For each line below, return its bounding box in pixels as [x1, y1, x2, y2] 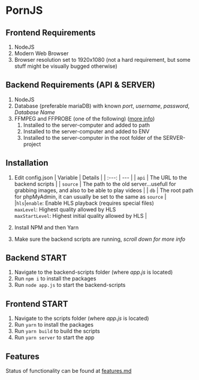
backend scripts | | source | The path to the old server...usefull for [14, 180, 176, 187]
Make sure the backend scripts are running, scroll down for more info [14, 235, 186, 243]
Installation [5, 158, 49, 168]
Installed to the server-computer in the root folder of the [23, 134, 162, 141]
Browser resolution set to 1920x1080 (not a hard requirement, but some [14, 56, 191, 63]
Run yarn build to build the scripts [14, 328, 100, 335]
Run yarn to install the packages [14, 321, 94, 328]
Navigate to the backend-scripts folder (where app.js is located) [14, 268, 173, 276]
